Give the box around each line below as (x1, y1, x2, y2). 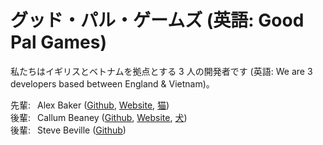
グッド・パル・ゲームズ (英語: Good (10, 9, 305, 32)
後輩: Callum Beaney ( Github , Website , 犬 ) (10, 111, 188, 123)
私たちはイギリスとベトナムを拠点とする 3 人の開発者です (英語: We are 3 (10, 65, 313, 77)
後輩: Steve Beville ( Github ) (10, 124, 127, 136)
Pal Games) (10, 31, 107, 54)
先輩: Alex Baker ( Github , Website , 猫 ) (10, 99, 170, 111)
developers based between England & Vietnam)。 (10, 77, 215, 90)
